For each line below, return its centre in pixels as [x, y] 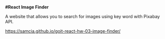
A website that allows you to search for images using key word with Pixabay [82, 16]
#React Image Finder [27, 7]
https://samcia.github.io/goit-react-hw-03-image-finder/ [63, 31]
